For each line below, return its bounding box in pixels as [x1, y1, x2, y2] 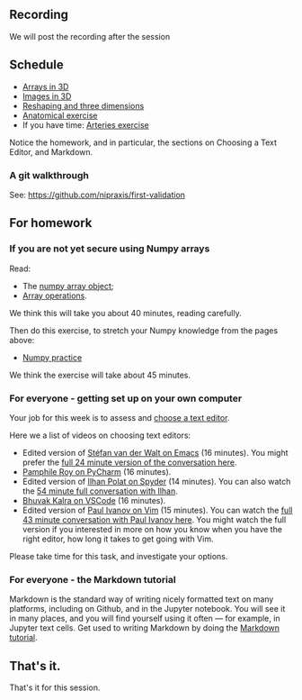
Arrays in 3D [22, 81, 69, 92]
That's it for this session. [9, 682, 101, 693]
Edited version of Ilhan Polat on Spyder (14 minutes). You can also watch [22, 476, 291, 486]
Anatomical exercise [22, 110, 98, 121]
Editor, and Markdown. [9, 146, 93, 157]
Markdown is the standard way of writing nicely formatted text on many [9, 594, 274, 605]
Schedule [9, 58, 65, 73]
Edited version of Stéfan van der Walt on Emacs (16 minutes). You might [22, 447, 289, 458]
